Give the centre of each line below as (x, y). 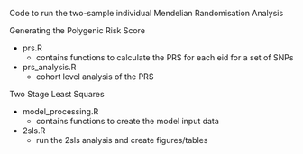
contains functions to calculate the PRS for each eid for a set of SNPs (165, 57)
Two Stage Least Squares (57, 94)
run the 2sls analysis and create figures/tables (122, 140)
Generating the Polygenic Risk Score (78, 30)
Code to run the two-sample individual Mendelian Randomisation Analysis (147, 13)
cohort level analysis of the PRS (95, 77)
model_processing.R (60, 111)
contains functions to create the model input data (127, 121)
